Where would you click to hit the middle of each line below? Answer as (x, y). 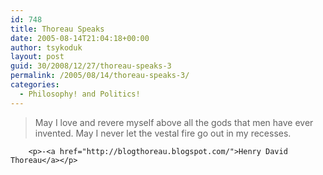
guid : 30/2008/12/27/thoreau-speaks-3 (91, 66)
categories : (35, 85)
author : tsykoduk (46, 47)
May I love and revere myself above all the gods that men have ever (174, 122)
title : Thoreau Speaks (57, 29)
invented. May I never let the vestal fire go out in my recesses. (163, 133)
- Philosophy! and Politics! (80, 94)
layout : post (37, 57)
